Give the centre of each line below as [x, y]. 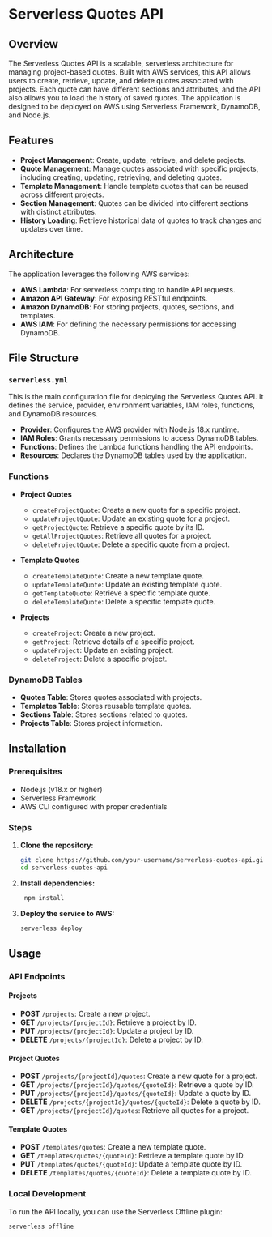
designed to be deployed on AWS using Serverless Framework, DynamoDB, [134, 107]
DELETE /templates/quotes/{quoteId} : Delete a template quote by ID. [136, 1173]
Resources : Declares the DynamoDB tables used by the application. [133, 455]
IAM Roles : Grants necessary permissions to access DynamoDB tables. [139, 438]
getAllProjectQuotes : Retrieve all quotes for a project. [122, 535]
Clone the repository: [57, 845]
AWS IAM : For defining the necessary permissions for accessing [128, 324]
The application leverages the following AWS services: [99, 274]
